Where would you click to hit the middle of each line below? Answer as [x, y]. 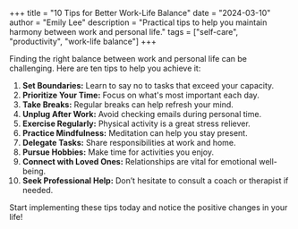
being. [34, 171]
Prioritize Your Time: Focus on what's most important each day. [140, 95]
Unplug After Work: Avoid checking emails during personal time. [142, 114]
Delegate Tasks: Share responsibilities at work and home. [129, 143]
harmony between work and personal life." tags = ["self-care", [124, 32]
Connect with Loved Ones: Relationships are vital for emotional [140, 161]
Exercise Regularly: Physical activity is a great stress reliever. [136, 123]
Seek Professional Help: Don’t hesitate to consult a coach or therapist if [155, 181]
